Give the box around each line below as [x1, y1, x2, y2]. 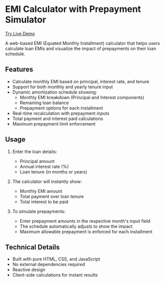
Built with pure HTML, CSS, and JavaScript [12, 256, 100, 262]
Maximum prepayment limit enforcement [12, 121, 96, 127]
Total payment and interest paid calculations [12, 116, 103, 122]
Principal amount [19, 158, 55, 164]
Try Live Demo [5, 30, 35, 36]
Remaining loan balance [19, 100, 69, 106]
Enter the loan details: [12, 148, 57, 154]
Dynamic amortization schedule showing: [12, 89, 97, 95]
